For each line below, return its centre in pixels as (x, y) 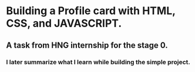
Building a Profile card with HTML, (91, 11)
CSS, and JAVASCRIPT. (64, 23)
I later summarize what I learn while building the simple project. (98, 62)
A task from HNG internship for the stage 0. (87, 45)
